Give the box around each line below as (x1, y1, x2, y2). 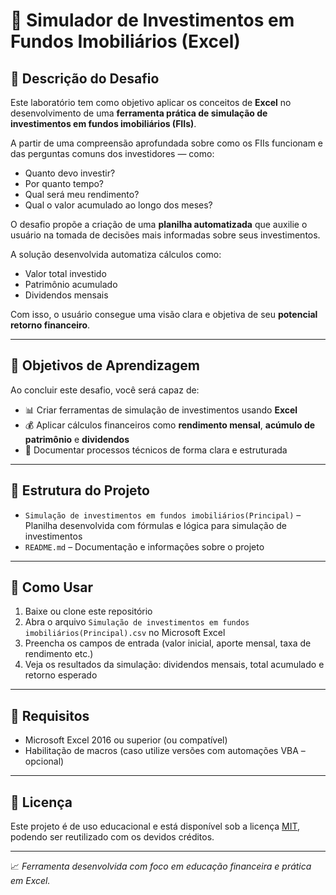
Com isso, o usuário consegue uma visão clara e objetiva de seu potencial (10, 309, 318, 320)
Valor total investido (24, 268, 107, 279)
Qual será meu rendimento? (24, 189, 140, 200)
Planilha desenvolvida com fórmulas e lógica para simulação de (24, 519, 287, 531)
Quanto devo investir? (24, 167, 116, 179)
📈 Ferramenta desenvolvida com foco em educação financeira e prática (10, 860, 312, 873)
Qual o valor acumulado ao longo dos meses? (24, 199, 213, 211)
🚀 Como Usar (10, 579, 94, 596)
